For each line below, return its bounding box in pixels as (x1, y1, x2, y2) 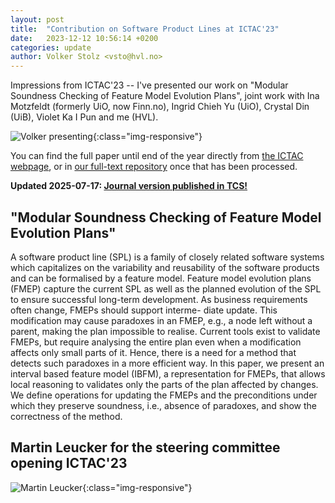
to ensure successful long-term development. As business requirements (10, 293, 308, 305)
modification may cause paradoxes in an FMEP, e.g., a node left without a (10, 314, 313, 326)
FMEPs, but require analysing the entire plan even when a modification (10, 336, 302, 348)
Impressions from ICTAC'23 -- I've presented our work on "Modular (10, 79, 289, 91)
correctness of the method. (10, 410, 123, 422)
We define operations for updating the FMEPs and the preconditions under (10, 389, 318, 401)
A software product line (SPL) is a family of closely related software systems (10, 251, 325, 263)
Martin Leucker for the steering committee (10, 439, 281, 456)
